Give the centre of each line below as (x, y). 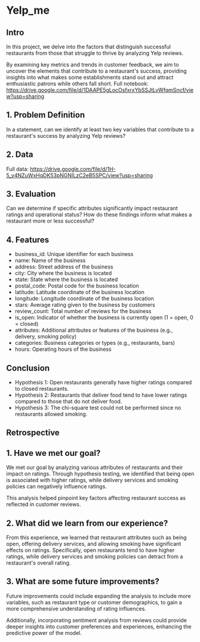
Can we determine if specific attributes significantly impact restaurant (92, 208)
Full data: (17, 169)
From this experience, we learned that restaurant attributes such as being (96, 538)
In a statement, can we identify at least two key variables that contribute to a (100, 129)
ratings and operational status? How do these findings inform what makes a (99, 215)
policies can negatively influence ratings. (57, 486)
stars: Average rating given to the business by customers (85, 305)
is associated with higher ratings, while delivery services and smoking (92, 480)
